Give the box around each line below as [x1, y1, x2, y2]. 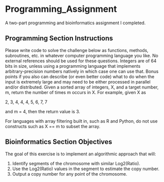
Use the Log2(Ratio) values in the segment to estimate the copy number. [12, 166, 160, 172]
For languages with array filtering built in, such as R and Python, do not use [5, 118, 158, 124]
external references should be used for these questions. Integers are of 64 [5, 58, 157, 64]
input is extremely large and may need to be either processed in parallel [5, 79, 151, 85]
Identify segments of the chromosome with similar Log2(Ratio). [12, 160, 140, 166]
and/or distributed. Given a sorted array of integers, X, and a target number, [5, 84, 159, 90]
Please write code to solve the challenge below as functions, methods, [5, 47, 149, 53]
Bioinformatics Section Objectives [5, 137, 112, 146]
